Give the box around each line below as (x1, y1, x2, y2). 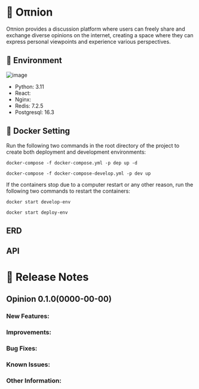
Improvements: (6, 328, 52, 336)
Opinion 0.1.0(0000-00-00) (6, 294, 112, 304)
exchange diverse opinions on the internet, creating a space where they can (6, 31, 194, 38)
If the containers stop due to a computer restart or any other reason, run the (6, 181, 194, 188)
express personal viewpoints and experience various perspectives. (6, 38, 172, 45)
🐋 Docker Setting (6, 126, 71, 136)
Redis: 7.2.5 (14, 102, 44, 109)
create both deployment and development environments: (6, 148, 146, 155)
